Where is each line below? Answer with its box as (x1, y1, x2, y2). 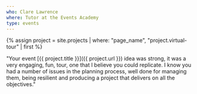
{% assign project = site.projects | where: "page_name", (6, 37, 147, 44)
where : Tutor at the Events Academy (6, 15, 99, 21)
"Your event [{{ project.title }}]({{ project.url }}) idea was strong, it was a (6, 55, 187, 62)
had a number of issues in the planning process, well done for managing (6, 68, 187, 75)
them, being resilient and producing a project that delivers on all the (6, 74, 175, 82)
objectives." (6, 81, 36, 88)
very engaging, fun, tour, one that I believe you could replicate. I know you (6, 61, 192, 69)
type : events (6, 20, 39, 26)
